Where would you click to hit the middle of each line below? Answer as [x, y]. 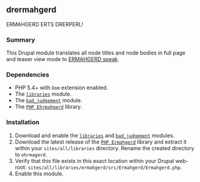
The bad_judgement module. [48, 101]
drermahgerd [31, 10]
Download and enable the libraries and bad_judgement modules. [95, 135]
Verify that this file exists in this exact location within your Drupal [94, 160]
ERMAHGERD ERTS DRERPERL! [45, 24]
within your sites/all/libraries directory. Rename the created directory [104, 148]
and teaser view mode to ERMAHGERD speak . [63, 59]
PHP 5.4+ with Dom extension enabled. [61, 88]
